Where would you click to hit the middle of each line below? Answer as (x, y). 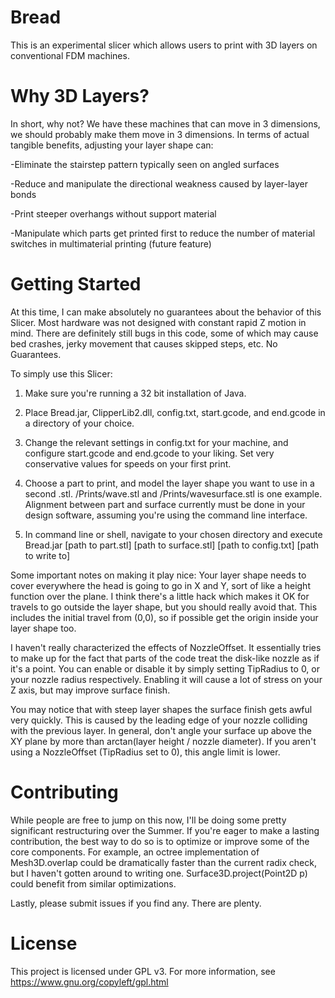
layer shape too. (43, 628)
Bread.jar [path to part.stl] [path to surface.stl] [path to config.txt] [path (172, 545)
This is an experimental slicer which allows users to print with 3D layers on (164, 45)
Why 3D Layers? (80, 96)
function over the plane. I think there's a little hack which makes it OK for (160, 596)
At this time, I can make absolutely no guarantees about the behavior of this (166, 312)
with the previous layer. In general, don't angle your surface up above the (161, 730)
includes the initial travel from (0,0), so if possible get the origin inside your (164, 617)
